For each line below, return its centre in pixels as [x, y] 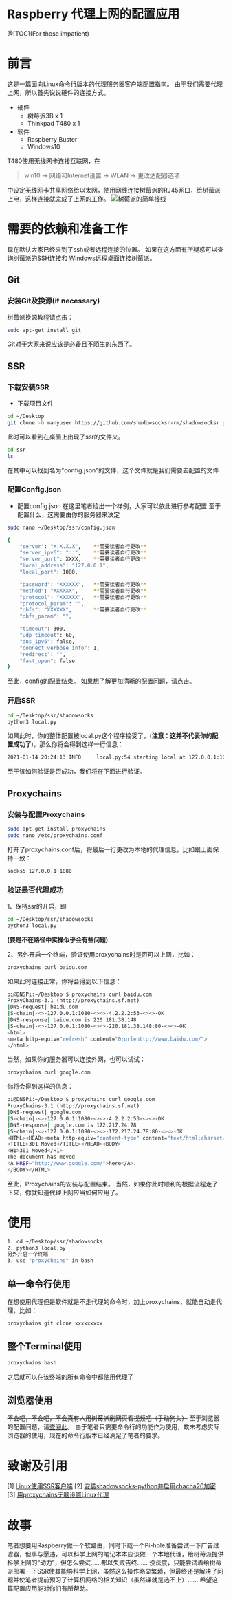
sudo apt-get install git [44, 330]
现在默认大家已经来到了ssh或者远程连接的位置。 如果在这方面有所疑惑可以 [112, 249]
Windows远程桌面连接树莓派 [109, 258]
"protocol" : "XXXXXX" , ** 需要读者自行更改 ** [83, 597]
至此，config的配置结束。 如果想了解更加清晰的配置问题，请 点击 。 [101, 681]
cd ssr [16, 450]
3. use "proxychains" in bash [51, 1261]
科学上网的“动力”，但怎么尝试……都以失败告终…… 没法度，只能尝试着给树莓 [114, 1563]
